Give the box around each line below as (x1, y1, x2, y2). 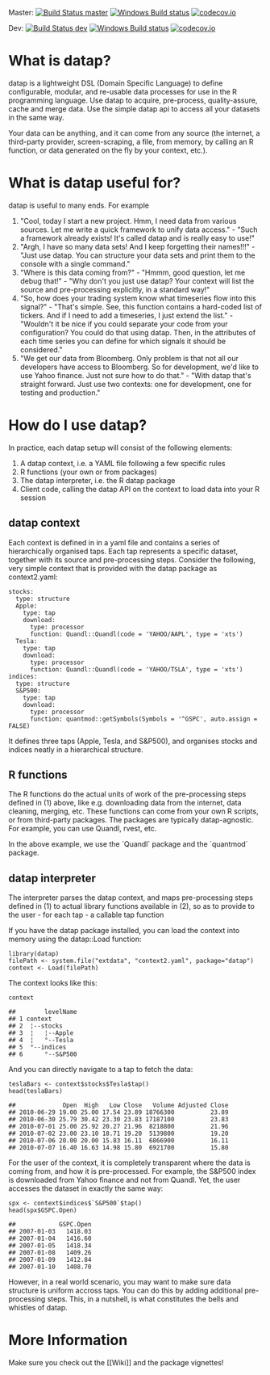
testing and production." (19, 388, 101, 397)
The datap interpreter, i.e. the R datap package (19, 475, 176, 485)
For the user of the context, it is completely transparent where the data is (8, 1158, 251, 1167)
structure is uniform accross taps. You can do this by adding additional (8, 1285, 243, 1296)
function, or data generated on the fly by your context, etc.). (8, 145, 208, 155)
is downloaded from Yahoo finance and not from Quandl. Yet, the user (8, 1175, 241, 1185)
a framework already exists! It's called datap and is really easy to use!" (19, 233, 255, 242)
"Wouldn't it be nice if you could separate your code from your (19, 319, 228, 329)
